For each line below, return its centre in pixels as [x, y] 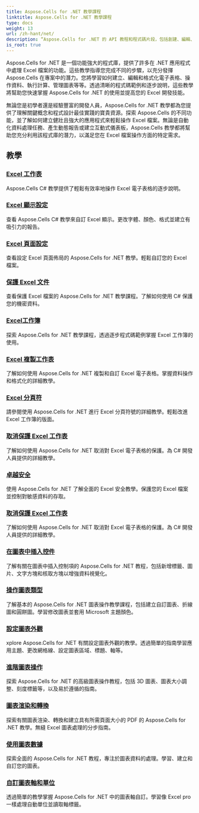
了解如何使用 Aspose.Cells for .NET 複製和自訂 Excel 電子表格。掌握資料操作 [99, 373]
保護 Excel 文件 [28, 282]
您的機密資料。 [24, 304]
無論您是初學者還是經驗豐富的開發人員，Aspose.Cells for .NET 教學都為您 [96, 105]
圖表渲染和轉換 [28, 706]
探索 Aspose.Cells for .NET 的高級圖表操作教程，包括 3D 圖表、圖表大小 [94, 681]
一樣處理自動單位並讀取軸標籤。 [45, 804]
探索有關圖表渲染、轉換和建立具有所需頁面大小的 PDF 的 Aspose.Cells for [96, 720]
